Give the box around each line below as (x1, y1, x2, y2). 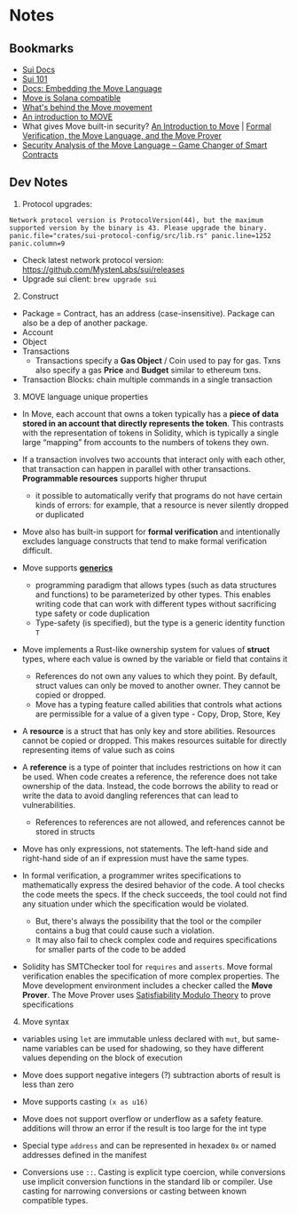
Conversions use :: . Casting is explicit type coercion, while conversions (21, 1166, 286, 1178)
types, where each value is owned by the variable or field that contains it (21, 653, 288, 664)
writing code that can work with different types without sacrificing (35, 598, 277, 609)
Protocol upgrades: (21, 198, 93, 209)
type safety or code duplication (35, 608, 151, 619)
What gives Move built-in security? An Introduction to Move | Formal (21, 121, 272, 132)
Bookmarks (9, 41, 74, 56)
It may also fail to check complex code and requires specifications (35, 934, 277, 945)
